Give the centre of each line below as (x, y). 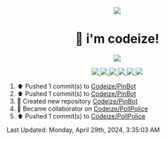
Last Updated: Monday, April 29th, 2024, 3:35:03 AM (83, 130)
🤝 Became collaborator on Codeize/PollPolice (82, 109)
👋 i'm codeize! (117, 39)
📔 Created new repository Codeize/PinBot (77, 101)
